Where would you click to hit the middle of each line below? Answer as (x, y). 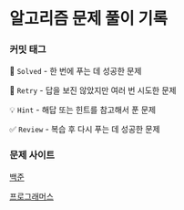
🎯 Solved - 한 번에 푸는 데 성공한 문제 (76, 71)
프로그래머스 (32, 196)
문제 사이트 (32, 155)
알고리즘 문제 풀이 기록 (89, 19)
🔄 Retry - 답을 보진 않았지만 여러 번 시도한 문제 (93, 90)
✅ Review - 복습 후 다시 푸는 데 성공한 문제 (85, 130)
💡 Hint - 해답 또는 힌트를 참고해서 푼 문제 (83, 110)
